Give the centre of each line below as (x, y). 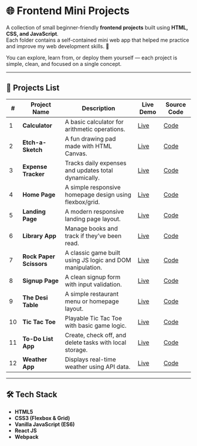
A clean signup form (93, 277)
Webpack (27, 437)
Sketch (33, 149)
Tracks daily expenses (96, 163)
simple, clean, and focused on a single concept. (64, 64)
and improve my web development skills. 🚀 (58, 46)
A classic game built (92, 252)
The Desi (35, 297)
